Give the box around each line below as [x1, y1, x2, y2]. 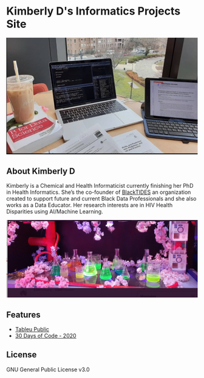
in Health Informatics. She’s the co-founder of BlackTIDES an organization [6, 188, 191, 196]
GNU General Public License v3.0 [6, 366, 90, 373]
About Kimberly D [6, 166, 75, 176]
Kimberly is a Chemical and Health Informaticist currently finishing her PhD [6, 182, 194, 190]
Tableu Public [15, 325, 50, 332]
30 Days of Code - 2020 [15, 332, 77, 339]
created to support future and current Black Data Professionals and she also [6, 195, 197, 202]
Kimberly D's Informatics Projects [6, 4, 181, 18]
